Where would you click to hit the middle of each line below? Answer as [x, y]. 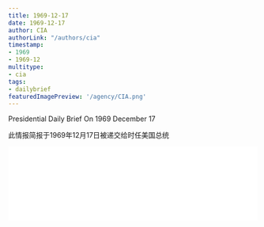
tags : [17, 81]
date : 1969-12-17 [37, 23]
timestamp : [26, 45]
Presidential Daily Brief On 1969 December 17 [82, 119]
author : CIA [28, 30]
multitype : [26, 67]
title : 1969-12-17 [38, 15]
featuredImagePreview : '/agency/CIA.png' [77, 96]
